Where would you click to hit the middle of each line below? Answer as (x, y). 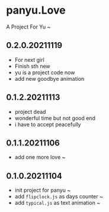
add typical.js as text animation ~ (57, 203)
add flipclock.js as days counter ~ (59, 197)
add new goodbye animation (49, 78)
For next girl (29, 59)
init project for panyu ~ (43, 190)
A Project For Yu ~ (28, 27)
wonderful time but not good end (55, 118)
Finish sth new (32, 66)
